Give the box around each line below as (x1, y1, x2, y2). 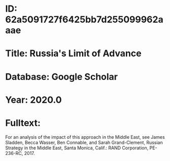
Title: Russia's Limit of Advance (5, 48, 142, 59)
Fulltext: (5, 117, 41, 129)
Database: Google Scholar (5, 71, 118, 83)
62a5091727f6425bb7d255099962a (5, 14, 163, 25)
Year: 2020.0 (5, 94, 62, 105)
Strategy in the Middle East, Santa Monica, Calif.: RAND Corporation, (5, 145, 149, 151)
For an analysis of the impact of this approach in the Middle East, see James (5, 134, 165, 140)
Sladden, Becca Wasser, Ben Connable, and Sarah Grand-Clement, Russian (5, 139, 163, 145)
